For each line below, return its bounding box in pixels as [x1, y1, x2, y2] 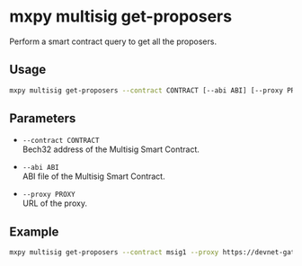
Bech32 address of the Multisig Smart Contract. [22, 144, 200, 155]
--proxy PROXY [22, 191, 75, 199]
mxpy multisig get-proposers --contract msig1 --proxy [9, 248, 219, 257]
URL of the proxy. [22, 198, 88, 208]
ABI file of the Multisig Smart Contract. [22, 171, 165, 182]
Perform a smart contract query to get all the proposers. [9, 36, 218, 47]
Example [9, 224, 59, 239]
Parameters [9, 111, 76, 127]
